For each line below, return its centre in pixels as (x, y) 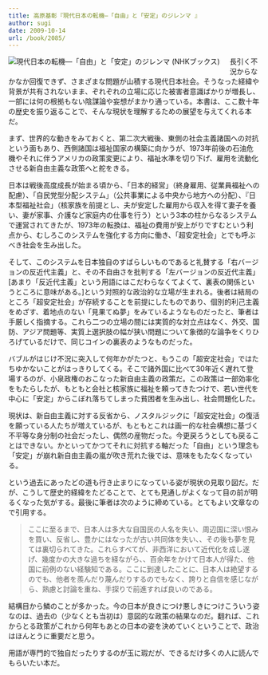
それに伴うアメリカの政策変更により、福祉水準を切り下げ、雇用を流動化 (140, 158)
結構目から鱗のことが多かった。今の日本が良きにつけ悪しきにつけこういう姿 (134, 606)
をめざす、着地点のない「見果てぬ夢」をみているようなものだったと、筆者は (134, 312)
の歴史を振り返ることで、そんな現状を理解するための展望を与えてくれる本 (130, 112)
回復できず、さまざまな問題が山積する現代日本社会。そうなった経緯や (144, 81)
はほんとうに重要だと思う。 (54, 636)
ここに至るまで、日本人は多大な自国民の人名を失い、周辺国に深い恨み (143, 529)
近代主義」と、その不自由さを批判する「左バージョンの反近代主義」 (148, 272)
